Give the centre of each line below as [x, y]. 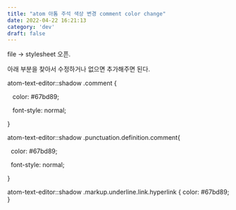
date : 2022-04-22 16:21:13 [47, 20]
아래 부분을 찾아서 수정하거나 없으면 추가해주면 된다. [79, 69]
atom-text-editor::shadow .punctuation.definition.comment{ [94, 138]
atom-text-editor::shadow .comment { [62, 83]
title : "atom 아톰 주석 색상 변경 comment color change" [87, 14]
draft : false [26, 33]
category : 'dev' [31, 27]
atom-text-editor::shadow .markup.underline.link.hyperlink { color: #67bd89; [118, 192]
